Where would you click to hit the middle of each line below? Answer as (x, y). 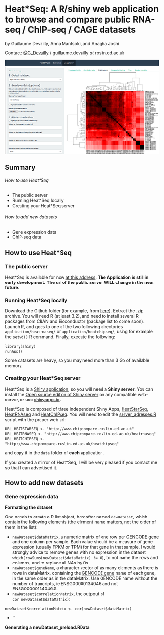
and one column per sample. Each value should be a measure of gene (82, 542)
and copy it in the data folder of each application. (55, 453)
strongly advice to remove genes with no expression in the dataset (79, 552)
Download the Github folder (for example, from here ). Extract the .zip (74, 311)
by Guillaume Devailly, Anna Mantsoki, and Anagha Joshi (62, 43)
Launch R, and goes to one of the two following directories (64, 327)
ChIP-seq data (27, 237)
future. (12, 288)
